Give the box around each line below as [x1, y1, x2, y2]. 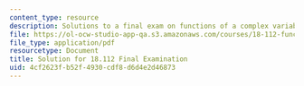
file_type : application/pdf [9, 38, 116, 47]
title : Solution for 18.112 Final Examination [9, 55, 188, 64]
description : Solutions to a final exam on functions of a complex [9, 21, 270, 30]
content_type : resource [9, 13, 100, 22]
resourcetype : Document [9, 47, 100, 56]
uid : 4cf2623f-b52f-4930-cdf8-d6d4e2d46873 [9, 64, 176, 73]
